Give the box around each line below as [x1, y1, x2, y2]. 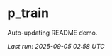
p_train [7, 5, 50, 21]
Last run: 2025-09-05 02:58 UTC [7, 42, 105, 50]
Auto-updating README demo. [7, 28, 98, 37]
